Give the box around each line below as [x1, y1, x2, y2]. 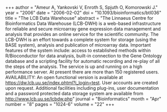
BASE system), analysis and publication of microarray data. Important [5, 42, 151, 48]
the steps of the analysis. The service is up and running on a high [5, 63, 143, 69]
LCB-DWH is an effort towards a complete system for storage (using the [5, 36, 157, 43]
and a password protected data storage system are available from [5, 91, 144, 96]
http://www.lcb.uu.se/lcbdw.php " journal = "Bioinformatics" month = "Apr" [5, 96, 161, 102]
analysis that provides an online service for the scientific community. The [5, 31, 159, 37]
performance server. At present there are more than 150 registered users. [5, 69, 159, 75]
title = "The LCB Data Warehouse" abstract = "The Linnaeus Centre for [5, 15, 154, 21]
